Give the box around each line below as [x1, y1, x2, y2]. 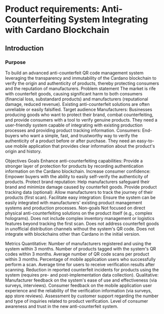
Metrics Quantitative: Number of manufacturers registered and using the [5, 240, 151, 247]
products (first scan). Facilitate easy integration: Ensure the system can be [5, 194, 156, 200]
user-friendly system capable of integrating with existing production [5, 122, 143, 128]
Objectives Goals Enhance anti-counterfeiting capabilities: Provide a [5, 157, 143, 163]
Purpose [5, 59, 26, 65]
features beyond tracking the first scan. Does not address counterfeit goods [5, 220, 159, 226]
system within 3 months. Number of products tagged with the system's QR [5, 246, 156, 251]
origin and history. [5, 148, 42, 154]
